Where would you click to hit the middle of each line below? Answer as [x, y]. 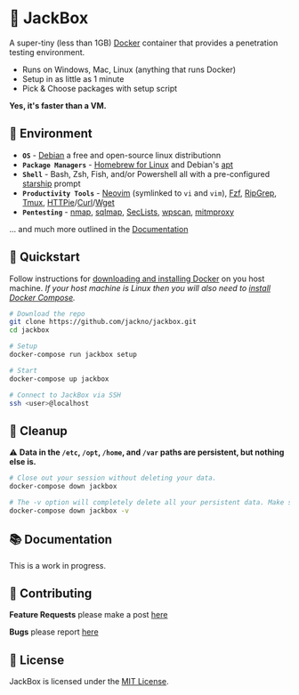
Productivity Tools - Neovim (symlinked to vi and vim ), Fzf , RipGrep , [149, 193]
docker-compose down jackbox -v [69, 511]
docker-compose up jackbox [59, 379]
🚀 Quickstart [44, 257]
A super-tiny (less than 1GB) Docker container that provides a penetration [144, 43]
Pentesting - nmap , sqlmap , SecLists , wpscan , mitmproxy [128, 212]
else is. [23, 462]
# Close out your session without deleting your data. [113, 478]
